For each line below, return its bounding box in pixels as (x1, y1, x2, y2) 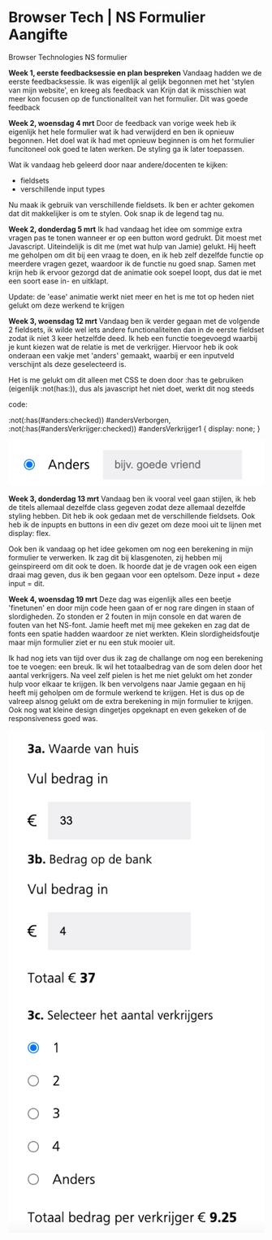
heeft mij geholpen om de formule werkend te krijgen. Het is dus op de (8, 688, 245, 698)
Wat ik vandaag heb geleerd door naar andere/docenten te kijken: (8, 159, 229, 170)
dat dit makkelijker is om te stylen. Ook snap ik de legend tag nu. (8, 208, 225, 218)
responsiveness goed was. (8, 714, 98, 724)
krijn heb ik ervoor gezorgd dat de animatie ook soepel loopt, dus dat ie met (8, 267, 262, 277)
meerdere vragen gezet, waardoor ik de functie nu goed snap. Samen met (8, 258, 257, 268)
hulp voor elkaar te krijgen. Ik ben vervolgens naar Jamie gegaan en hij (8, 679, 246, 689)
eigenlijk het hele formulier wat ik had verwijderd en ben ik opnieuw (8, 127, 235, 136)
